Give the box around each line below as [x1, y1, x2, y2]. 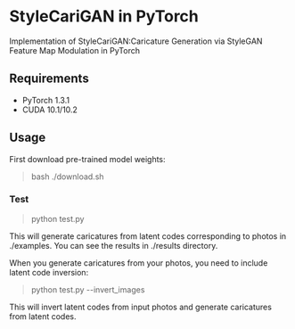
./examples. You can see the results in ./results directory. [9, 240, 218, 251]
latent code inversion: [9, 267, 89, 277]
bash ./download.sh [30, 171, 104, 182]
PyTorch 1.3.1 [21, 95, 70, 105]
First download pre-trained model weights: [9, 153, 167, 164]
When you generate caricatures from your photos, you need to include [9, 257, 268, 268]
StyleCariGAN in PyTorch [9, 6, 199, 27]
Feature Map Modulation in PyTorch [9, 45, 141, 55]
